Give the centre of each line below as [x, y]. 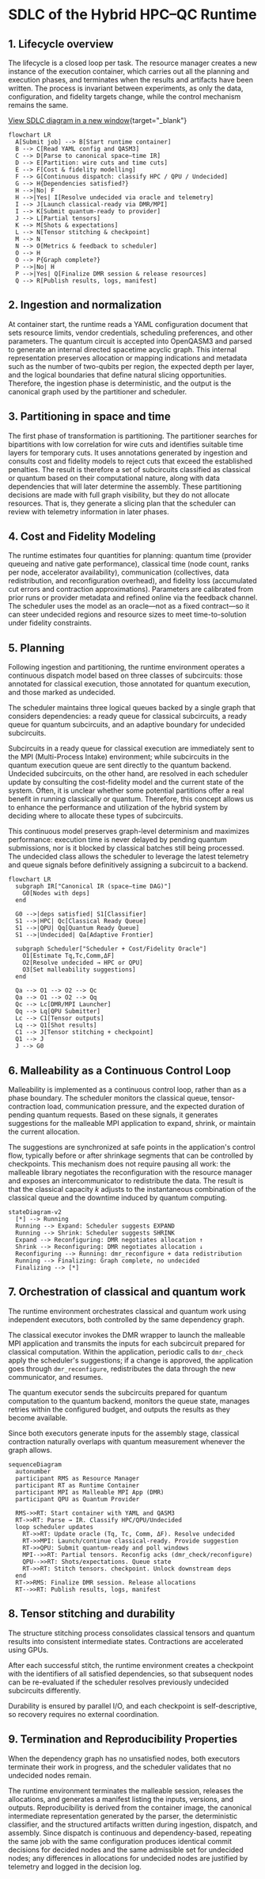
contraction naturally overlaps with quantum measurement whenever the [127, 1441]
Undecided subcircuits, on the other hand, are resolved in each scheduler [128, 774]
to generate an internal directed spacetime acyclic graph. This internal [123, 349]
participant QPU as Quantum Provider [78, 1499]
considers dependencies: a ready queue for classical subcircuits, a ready [128, 717]
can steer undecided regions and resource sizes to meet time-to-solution [127, 615]
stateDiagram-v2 [35, 1212]
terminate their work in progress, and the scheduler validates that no [120, 1766]
